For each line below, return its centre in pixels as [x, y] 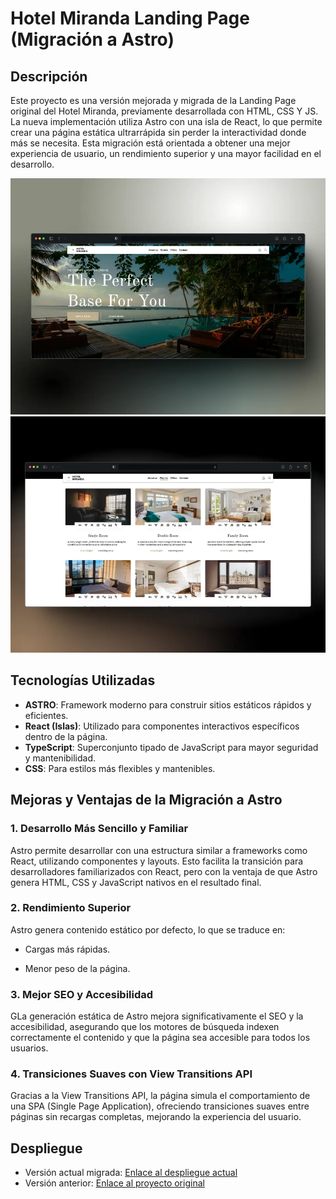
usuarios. [29, 1048]
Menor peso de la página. [77, 968]
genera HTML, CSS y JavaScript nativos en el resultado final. [136, 882]
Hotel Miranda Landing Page [130, 18]
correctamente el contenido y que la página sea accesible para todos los [160, 1038]
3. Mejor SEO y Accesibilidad [82, 994]
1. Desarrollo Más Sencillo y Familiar [99, 829]
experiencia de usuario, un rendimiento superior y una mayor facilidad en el [166, 153]
